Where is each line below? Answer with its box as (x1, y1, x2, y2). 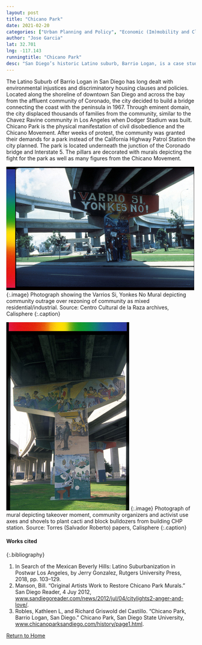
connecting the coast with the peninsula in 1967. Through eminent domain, (6, 103, 191, 111)
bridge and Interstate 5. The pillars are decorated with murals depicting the (6, 148, 192, 155)
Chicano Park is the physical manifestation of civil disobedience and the (6, 122, 185, 129)
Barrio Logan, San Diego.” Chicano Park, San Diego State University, (14, 614, 185, 621)
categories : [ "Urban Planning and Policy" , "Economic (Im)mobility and (6, 29, 189, 35)
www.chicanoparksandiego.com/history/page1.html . (14, 620, 144, 628)
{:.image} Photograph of (130, 505, 191, 512)
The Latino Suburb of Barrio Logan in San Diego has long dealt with (6, 78, 173, 85)
